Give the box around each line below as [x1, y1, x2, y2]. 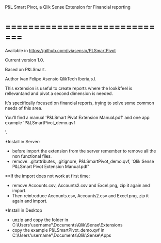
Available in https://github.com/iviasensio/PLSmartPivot [5, 47, 116, 53]
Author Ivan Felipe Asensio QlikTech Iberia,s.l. [5, 75, 97, 82]
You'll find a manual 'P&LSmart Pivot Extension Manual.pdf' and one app [5, 114, 150, 120]
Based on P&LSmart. [5, 66, 46, 72]
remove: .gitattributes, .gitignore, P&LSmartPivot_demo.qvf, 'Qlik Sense [12, 158, 154, 164]
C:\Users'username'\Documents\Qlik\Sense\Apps [12, 232, 112, 238]
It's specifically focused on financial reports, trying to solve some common [5, 100, 154, 106]
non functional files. [12, 153, 52, 159]
